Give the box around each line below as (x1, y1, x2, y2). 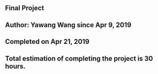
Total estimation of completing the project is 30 (5, 54, 153, 63)
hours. (5, 62, 26, 71)
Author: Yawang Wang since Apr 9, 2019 (5, 21, 132, 29)
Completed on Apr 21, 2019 (5, 37, 90, 46)
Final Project (5, 4, 44, 12)
